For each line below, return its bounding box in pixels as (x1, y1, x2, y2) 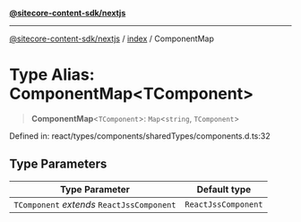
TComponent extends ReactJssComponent (13, 198, 176, 210)
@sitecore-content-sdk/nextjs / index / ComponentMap (9, 33, 215, 44)
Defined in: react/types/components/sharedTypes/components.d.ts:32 (9, 130, 271, 141)
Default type (196, 183, 252, 195)
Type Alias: (9, 64, 96, 85)
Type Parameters (9, 157, 107, 172)
